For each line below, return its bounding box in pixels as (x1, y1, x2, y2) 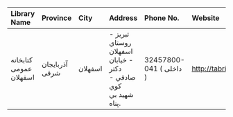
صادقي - (108, 73, 137, 82)
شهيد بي (108, 90, 134, 99)
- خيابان (108, 55, 134, 64)
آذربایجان (41, 60, 68, 69)
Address (108, 13, 138, 23)
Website (191, 13, 220, 23)
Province (41, 13, 72, 23)
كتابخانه (10, 55, 33, 64)
